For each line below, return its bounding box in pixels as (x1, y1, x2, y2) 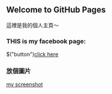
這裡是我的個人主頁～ (6, 21, 59, 29)
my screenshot (6, 81, 43, 88)
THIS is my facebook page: (6, 37, 86, 45)
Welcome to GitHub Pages (6, 5, 106, 15)
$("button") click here (6, 51, 59, 58)
